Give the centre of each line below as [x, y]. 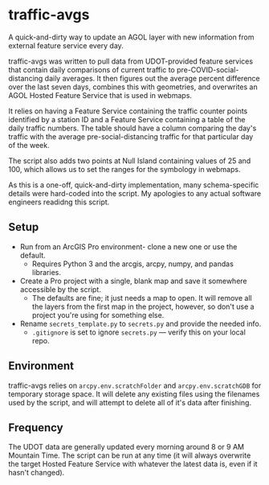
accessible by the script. [61, 289]
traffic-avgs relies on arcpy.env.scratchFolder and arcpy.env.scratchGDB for [135, 385]
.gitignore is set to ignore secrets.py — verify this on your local [139, 332]
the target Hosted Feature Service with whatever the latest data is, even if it [133, 464]
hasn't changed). [37, 473]
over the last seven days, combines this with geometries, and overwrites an [133, 87]
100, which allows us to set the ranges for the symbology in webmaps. [124, 169]
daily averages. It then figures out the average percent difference [152, 78]
